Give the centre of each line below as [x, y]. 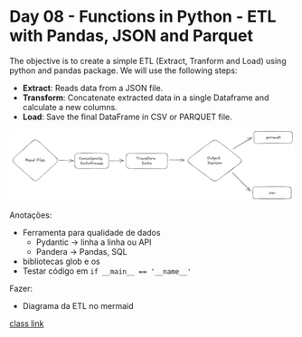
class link [27, 323]
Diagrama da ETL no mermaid [78, 305]
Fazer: [21, 288]
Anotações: [31, 215]
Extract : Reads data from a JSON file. [93, 88]
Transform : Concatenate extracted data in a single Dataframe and [146, 98]
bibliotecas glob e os [61, 261]
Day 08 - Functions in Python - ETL [143, 17]
